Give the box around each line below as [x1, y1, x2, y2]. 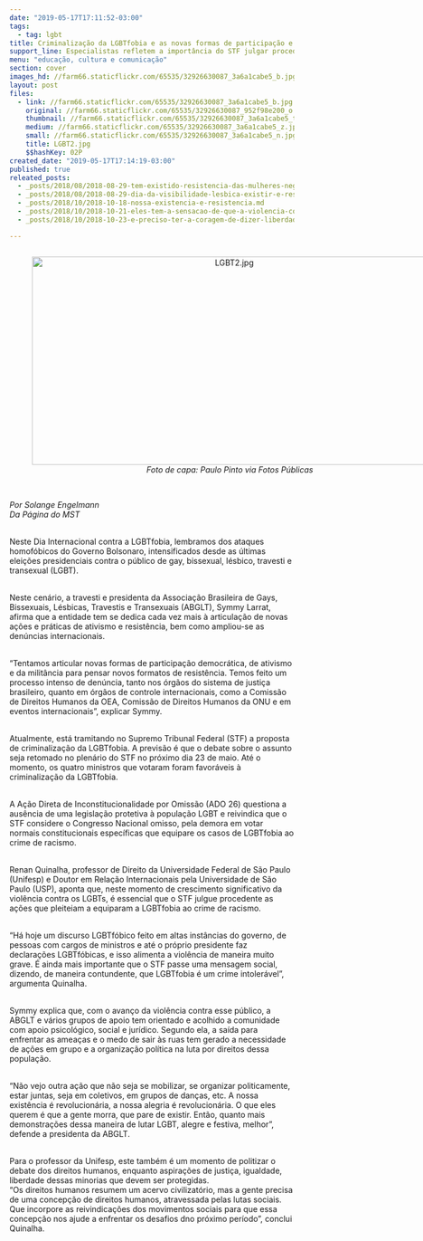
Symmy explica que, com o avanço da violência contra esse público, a [9, 1005, 271, 1016]
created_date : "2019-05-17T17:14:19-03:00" [9, 156, 176, 166]
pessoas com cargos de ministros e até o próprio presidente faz [9, 939, 249, 950]
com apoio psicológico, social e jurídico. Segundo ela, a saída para [9, 1024, 258, 1035]
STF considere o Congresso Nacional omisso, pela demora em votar [9, 817, 264, 828]
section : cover [9, 64, 67, 73]
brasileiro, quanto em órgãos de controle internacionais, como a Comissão [9, 686, 287, 697]
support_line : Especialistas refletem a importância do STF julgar [9, 47, 269, 56]
